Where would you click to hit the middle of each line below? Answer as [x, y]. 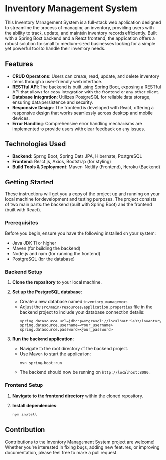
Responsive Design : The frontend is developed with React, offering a [83, 107]
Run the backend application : [43, 339]
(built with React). [23, 210]
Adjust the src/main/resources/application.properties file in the [86, 307]
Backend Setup [24, 272]
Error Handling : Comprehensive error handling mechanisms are [77, 123]
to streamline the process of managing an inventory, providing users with [80, 27]
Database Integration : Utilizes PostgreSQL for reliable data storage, [81, 97]
